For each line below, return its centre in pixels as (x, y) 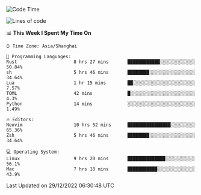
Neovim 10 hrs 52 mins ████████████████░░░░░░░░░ (101, 125)
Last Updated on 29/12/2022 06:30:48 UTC (60, 185)
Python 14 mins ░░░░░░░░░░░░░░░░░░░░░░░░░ (101, 104)
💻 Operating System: (33, 152)
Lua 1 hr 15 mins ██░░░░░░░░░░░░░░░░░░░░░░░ (101, 83)
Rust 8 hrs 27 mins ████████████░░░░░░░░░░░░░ (101, 62)
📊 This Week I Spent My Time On (49, 33)
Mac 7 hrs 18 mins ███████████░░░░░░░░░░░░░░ (101, 169)
